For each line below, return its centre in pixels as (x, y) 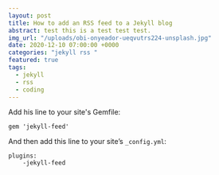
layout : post (30, 16)
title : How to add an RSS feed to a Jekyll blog (90, 23)
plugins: (23, 156)
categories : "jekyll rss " (53, 52)
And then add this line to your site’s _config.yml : (88, 142)
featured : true (33, 60)
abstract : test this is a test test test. (80, 30)
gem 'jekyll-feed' (39, 127)
